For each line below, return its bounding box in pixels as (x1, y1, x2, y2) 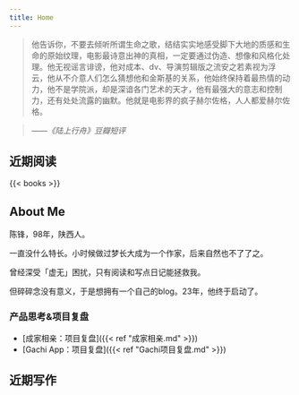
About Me (9, 203, 65, 219)
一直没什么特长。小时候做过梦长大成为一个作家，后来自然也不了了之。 (9, 248, 269, 259)
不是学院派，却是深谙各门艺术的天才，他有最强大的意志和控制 (55, 83, 283, 94)
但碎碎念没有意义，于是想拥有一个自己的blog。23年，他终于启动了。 (9, 286, 263, 296)
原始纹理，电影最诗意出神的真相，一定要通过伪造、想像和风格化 (47, 50, 283, 61)
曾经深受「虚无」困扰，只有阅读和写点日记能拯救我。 (9, 267, 206, 278)
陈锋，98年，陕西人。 (9, 229, 90, 240)
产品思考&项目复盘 (9, 311, 90, 323)
